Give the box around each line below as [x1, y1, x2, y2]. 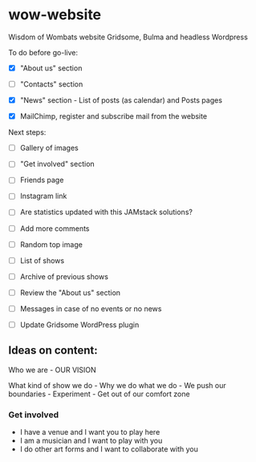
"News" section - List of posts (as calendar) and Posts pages [19, 95, 223, 105]
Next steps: [8, 128, 47, 137]
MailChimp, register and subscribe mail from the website [19, 111, 207, 121]
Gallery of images [19, 143, 79, 153]
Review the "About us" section [19, 287, 121, 298]
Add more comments [19, 223, 90, 233]
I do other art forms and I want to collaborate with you [19, 444, 198, 454]
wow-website [8, 6, 102, 24]
